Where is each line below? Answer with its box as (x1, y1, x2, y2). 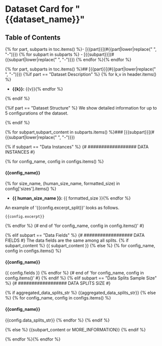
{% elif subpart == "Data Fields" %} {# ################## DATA (5, 232, 145, 238)
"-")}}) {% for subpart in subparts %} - (5, 51, 83, 57)
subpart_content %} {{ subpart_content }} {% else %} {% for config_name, (5, 243, 155, 249)
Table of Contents (5, 33, 61, 42)
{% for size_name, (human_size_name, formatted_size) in (5, 181, 121, 186)
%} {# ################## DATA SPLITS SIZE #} (5, 280, 111, 286)
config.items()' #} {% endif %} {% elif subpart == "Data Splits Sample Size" (5, 275, 157, 281)
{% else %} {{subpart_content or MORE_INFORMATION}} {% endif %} (5, 326, 146, 332)
